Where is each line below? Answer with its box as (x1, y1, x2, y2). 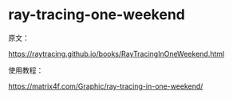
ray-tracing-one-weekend (8, 6, 185, 24)
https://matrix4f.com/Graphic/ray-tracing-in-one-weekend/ (8, 81, 203, 91)
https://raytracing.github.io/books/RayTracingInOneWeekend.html (8, 49, 225, 58)
